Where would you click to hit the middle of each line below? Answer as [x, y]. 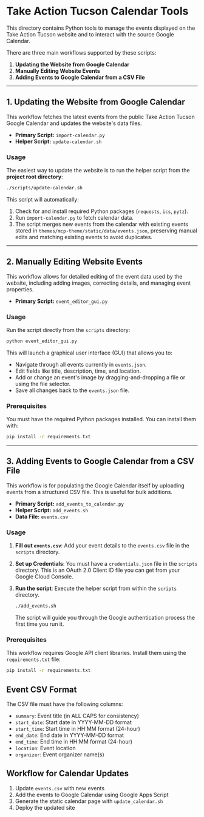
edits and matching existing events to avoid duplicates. [84, 237]
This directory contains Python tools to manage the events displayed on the [101, 28]
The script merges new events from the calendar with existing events [101, 224]
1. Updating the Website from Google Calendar [96, 102]
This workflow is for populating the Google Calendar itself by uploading [96, 485]
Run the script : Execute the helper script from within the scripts [96, 588]
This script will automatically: [42, 199]
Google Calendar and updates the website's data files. [74, 123]
